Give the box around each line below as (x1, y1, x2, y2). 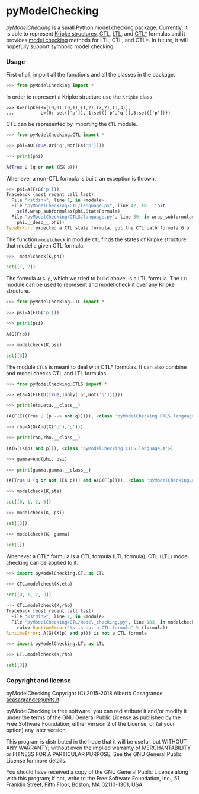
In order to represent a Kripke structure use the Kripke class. (6, 93, 154, 100)
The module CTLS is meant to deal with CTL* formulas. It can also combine (6, 363, 187, 371)
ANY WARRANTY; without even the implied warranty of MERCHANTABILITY (6, 744, 191, 752)
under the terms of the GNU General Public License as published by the (6, 714, 181, 721)
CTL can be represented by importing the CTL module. (6, 121, 138, 128)
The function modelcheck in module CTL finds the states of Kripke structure (6, 236, 187, 243)
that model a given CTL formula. (6, 242, 85, 249)
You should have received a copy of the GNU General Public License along (6, 768, 188, 776)
